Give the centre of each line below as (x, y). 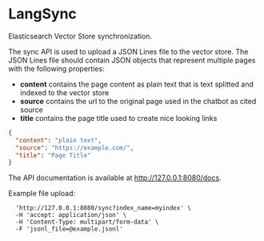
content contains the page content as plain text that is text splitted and (137, 84)
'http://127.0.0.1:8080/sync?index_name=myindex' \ (104, 208)
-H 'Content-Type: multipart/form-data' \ (87, 222)
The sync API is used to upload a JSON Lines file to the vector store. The (128, 51)
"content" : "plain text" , (59, 140)
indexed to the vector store (64, 92)
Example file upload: (42, 194)
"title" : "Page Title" (53, 155)
